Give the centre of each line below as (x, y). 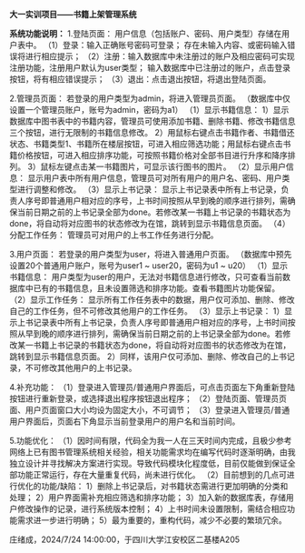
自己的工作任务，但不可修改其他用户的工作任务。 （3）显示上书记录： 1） (147, 311)
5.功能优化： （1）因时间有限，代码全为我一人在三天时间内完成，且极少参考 (151, 441)
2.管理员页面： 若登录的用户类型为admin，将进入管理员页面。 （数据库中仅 (150, 98)
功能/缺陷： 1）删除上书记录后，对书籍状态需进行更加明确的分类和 (164, 486)
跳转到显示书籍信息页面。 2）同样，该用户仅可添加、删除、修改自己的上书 (148, 357)
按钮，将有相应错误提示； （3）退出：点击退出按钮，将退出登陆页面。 (140, 79)
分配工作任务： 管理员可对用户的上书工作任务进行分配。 (114, 235)
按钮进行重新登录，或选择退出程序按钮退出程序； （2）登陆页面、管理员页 (148, 398)
